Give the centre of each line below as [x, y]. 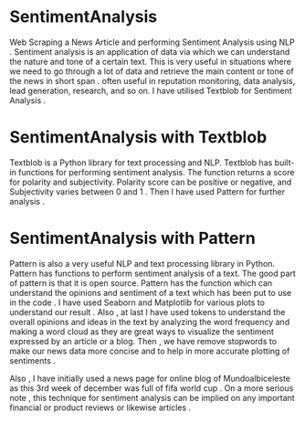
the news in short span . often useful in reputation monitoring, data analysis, [152, 80]
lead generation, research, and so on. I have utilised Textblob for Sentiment [151, 90]
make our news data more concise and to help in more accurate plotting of [150, 351]
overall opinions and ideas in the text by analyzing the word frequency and [150, 322]
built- [284, 163]
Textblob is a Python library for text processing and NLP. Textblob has [141, 163]
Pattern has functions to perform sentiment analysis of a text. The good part [153, 273]
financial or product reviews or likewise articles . [100, 407]
